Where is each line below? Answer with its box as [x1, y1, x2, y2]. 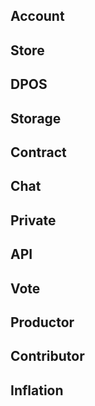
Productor [10, 314, 75, 331]
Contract [10, 144, 67, 161]
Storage [10, 110, 62, 127]
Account [10, 8, 65, 25]
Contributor [10, 348, 85, 365]
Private [10, 212, 57, 229]
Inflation [10, 382, 64, 399]
